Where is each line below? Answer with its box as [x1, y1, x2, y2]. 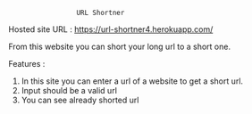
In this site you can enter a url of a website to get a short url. [21, 76, 243, 86]
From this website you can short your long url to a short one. [8, 41, 231, 52]
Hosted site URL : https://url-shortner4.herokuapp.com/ [8, 24, 214, 35]
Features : [8, 59, 46, 69]
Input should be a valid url [21, 85, 118, 95]
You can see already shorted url [21, 94, 139, 105]
